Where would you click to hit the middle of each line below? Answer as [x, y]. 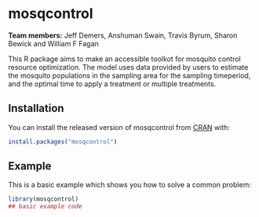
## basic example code [45, 207]
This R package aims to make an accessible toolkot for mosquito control [124, 59]
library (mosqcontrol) [44, 199]
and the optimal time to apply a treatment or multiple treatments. [112, 84]
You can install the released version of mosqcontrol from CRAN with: [119, 127]
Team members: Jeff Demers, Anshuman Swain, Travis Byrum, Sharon [123, 35]
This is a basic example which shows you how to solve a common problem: [129, 185]
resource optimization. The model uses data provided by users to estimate [128, 67]
